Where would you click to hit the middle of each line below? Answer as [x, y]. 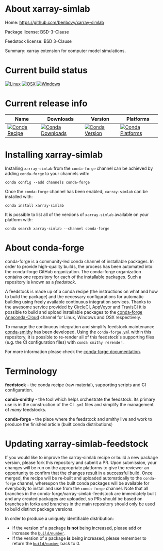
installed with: [19, 196]
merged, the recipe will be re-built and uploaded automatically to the [73, 478]
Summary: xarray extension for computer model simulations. [65, 51]
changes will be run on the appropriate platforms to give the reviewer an [77, 467]
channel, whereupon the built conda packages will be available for [83, 483]
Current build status [46, 70]
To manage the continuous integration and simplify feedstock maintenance [80, 326]
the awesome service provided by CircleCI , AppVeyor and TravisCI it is [76, 307]
